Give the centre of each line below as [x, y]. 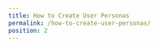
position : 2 [28, 30]
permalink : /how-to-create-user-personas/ [79, 23]
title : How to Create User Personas [69, 16]
